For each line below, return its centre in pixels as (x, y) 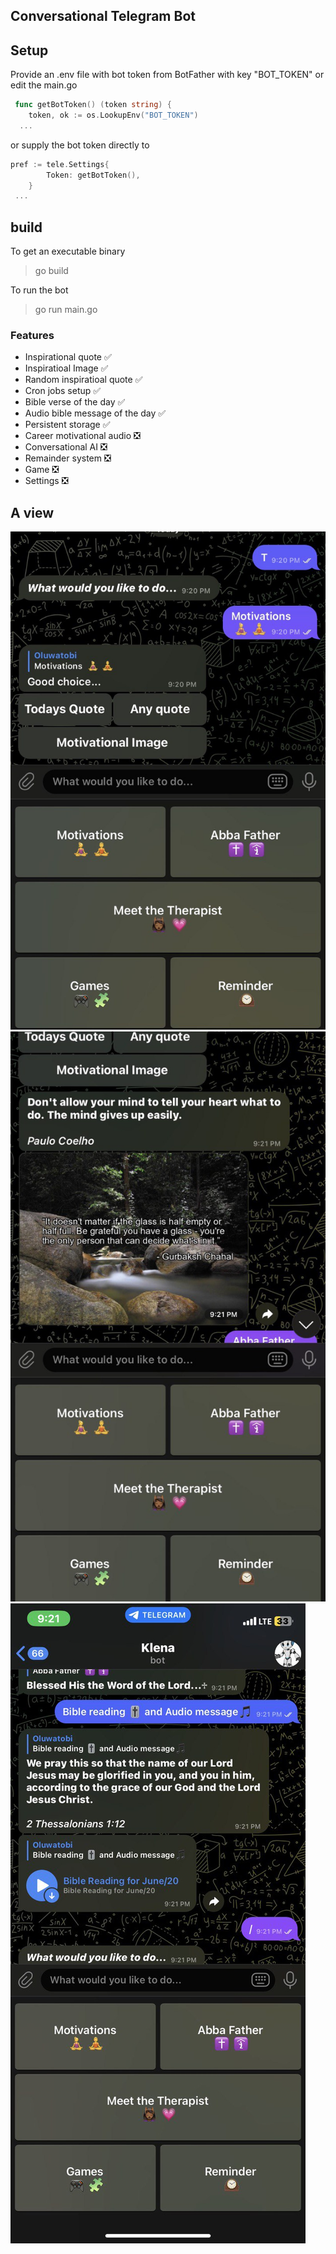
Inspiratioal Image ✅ (66, 368)
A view (32, 512)
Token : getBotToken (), (93, 175)
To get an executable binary (68, 251)
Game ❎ (42, 470)
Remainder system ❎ (68, 458)
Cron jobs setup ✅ (63, 391)
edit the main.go (44, 85)
